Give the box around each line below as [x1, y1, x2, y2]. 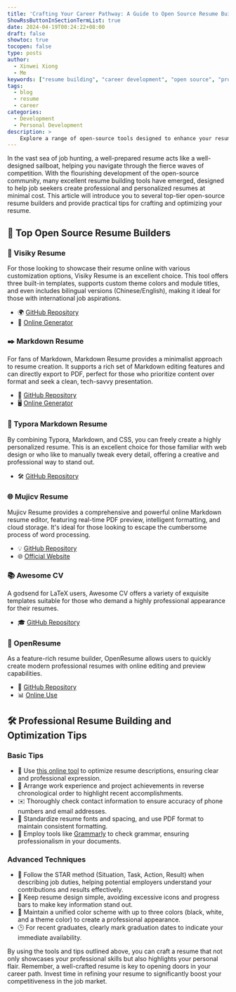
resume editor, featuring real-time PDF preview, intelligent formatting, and [7, 515, 221, 523]
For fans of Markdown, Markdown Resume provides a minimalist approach [7, 355, 223, 364]
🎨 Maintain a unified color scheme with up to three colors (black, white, [17, 908, 224, 917]
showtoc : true [7, 37, 49, 44]
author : [7, 56, 30, 63]
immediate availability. [17, 934, 82, 942]
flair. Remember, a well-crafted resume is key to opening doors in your [7, 962, 211, 971]
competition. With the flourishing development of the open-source [7, 169, 199, 178]
